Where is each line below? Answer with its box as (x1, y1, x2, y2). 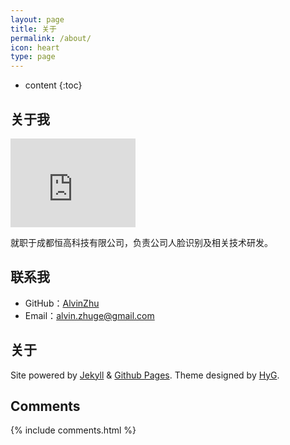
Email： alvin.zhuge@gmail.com (24, 309, 155, 321)
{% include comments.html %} (10, 424, 137, 436)
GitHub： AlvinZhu (24, 297, 100, 309)
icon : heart (10, 42, 60, 53)
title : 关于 (10, 24, 57, 34)
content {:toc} (24, 79, 83, 91)
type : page (10, 52, 56, 62)
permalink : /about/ (10, 33, 92, 43)
